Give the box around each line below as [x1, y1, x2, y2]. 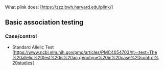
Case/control [5, 33, 37, 40]
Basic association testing [5, 18, 84, 26]
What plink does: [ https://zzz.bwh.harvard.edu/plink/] [5, 4, 114, 10]
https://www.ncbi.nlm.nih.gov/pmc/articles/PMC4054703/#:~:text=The [14, 49, 158, 55]
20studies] [12, 60, 34, 66]
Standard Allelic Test [12, 44, 54, 50]
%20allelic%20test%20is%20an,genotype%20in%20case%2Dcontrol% [12, 54, 159, 60]
